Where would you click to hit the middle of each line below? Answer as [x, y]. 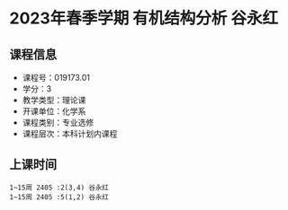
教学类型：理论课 [54, 100]
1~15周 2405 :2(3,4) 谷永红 [59, 188]
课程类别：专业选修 [58, 122]
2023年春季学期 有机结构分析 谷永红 [144, 18]
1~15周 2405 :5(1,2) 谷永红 [59, 197]
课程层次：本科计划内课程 [70, 134]
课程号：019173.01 [56, 78]
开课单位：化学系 [54, 111]
